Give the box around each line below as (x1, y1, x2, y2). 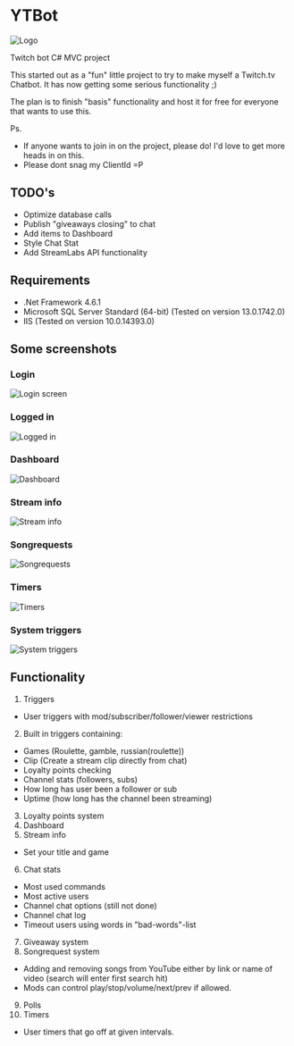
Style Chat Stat (22, 238, 80, 248)
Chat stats (22, 864, 62, 874)
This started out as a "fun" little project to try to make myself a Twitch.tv (10, 69, 276, 80)
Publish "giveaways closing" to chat (22, 218, 155, 229)
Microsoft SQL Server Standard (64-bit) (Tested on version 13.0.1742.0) (22, 305, 285, 317)
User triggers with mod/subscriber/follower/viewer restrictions (22, 711, 254, 722)
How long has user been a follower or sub (22, 783, 178, 794)
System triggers (10, 623, 82, 636)
